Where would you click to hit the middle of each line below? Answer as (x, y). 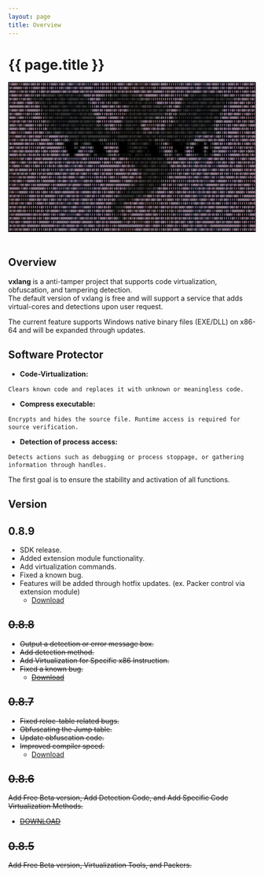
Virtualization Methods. (46, 806)
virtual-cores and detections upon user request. (86, 306)
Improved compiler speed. (62, 746)
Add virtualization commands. (68, 566)
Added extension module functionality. (82, 558)
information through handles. (58, 465)
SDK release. (40, 550)
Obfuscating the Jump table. (66, 729)
